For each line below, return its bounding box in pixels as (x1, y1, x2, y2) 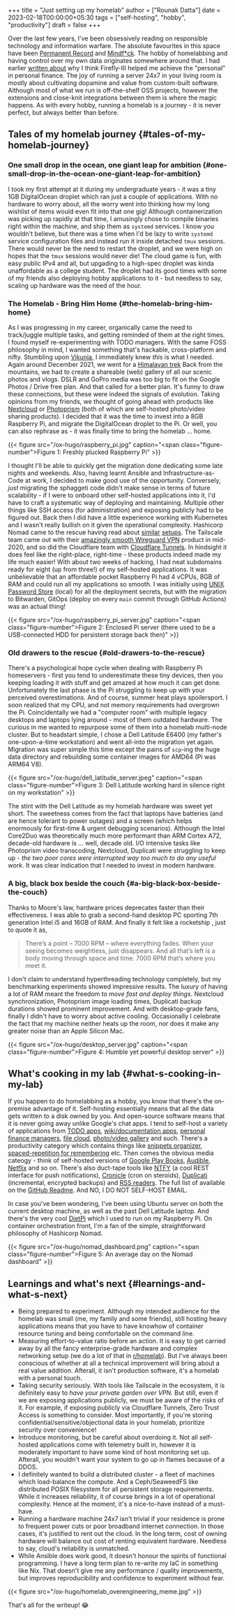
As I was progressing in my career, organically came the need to (8, 323, 192, 331)
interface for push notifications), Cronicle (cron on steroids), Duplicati (8, 1171, 208, 1179)
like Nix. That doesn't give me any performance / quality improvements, (17, 1566, 224, 1575)
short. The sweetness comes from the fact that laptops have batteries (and (8, 809, 223, 818)
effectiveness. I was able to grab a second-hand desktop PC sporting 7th (8, 910, 218, 919)
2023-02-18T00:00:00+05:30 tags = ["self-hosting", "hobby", (8, 13, 186, 22)
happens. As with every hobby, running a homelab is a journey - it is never (8, 101, 222, 109)
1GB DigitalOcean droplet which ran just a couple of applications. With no (8, 192, 218, 201)
